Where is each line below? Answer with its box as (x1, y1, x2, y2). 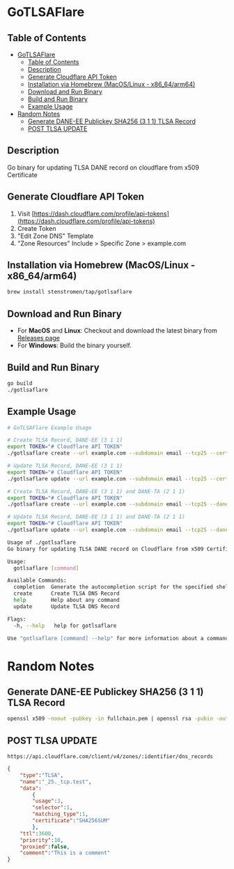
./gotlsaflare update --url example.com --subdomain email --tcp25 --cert (7, 475, 229, 482)
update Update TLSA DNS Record (13, 603, 120, 610)
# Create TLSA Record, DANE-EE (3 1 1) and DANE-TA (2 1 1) (7, 488, 186, 495)
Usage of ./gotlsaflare (7, 538, 77, 546)
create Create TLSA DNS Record (13, 590, 120, 597)
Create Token (17, 224, 56, 232)
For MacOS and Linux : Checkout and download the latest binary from (17, 326, 217, 335)
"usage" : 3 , (32, 798, 64, 805)
